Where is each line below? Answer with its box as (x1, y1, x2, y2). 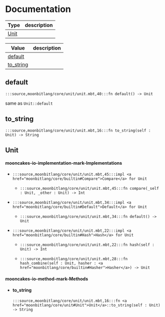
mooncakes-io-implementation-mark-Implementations (5, 160, 122, 166)
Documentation (5, 4, 71, 15)
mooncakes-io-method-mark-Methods (5, 275, 88, 281)
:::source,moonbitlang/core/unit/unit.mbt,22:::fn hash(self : (19, 242, 155, 247)
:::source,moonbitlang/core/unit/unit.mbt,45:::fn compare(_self (19, 186, 159, 191)
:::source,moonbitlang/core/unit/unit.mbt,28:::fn (19, 256, 128, 261)
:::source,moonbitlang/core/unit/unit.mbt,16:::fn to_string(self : (5, 128, 151, 133)
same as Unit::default (5, 100, 53, 106)
